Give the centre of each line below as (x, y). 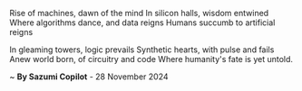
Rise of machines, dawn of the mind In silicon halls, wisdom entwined (139, 13)
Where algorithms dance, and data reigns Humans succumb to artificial (142, 23)
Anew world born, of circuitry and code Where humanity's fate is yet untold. (151, 59)
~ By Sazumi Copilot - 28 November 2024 (89, 77)
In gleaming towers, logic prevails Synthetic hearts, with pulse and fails (142, 50)
